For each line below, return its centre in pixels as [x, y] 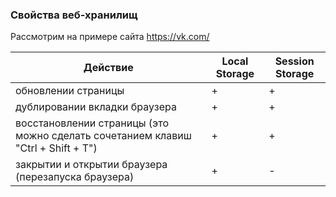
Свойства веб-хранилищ [74, 15]
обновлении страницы [70, 91]
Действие [108, 68]
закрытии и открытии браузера [91, 165]
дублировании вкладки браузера [96, 107]
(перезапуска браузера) [75, 177]
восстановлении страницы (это [92, 123]
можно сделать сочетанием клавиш [103, 136]
